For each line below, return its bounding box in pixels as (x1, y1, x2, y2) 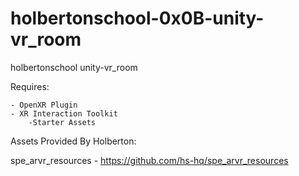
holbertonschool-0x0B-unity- (10, 7, 265, 30)
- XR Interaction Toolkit (10, 108, 118, 119)
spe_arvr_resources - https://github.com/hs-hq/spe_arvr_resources (10, 154, 289, 166)
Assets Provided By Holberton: (10, 135, 137, 147)
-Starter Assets (28, 117, 97, 127)
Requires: (10, 80, 50, 92)
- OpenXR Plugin (10, 100, 78, 110)
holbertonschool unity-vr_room (10, 61, 138, 73)
